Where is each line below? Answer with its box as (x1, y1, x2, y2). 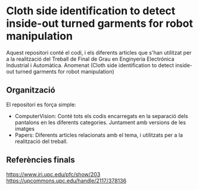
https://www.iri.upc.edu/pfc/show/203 (6, 170, 101, 178)
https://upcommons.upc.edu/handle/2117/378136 (6, 177, 127, 184)
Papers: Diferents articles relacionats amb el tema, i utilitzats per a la (14, 131, 184, 138)
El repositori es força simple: (6, 101, 76, 108)
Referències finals (6, 155, 76, 165)
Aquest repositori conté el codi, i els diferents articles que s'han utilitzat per (6, 49, 192, 56)
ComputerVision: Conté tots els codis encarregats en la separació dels (14, 112, 188, 119)
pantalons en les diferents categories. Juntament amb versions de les (14, 119, 186, 126)
